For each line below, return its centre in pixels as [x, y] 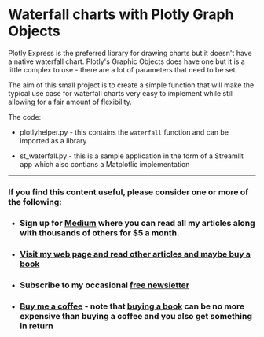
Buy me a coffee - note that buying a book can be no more [132, 306]
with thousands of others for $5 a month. [99, 232]
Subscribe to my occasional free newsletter [104, 285]
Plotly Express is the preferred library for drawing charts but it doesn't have [130, 53]
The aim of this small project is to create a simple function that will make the [131, 85]
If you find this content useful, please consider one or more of [128, 192]
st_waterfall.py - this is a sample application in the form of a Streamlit [131, 156]
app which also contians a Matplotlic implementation [104, 164]
